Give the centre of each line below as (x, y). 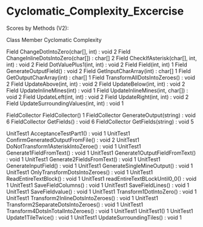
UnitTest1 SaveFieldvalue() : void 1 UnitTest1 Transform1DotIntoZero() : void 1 (101, 191)
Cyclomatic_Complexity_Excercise (95, 11)
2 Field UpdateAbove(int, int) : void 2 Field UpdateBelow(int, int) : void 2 (96, 84)
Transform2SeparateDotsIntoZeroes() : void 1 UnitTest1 (75, 204)
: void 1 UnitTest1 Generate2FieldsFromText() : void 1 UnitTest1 (83, 159)
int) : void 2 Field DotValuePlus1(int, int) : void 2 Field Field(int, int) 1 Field (97, 65)
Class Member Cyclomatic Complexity (54, 40)
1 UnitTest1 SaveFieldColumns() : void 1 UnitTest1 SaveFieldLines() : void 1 (98, 185)
